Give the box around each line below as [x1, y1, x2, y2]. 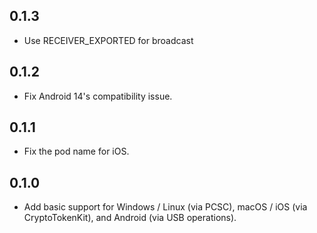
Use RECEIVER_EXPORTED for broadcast [23, 34, 194, 46]
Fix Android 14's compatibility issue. [23, 90, 173, 102]
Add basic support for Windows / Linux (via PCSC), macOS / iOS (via [23, 201, 308, 213]
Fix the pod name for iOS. [23, 145, 130, 158]
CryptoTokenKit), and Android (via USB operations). [23, 212, 237, 224]
